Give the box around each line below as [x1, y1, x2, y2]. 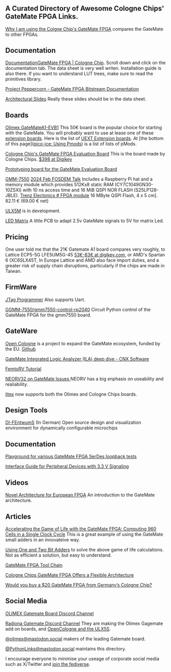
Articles [5, 512, 32, 521]
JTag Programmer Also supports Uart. [5, 297, 86, 303]
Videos [5, 478, 29, 487]
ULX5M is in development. [5, 208, 61, 214]
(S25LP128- [134, 187, 159, 193]
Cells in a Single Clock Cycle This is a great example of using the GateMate [5, 531, 163, 537]
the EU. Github [5, 346, 36, 352]
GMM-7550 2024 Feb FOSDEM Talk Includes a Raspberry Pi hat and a [5, 176, 153, 182]
